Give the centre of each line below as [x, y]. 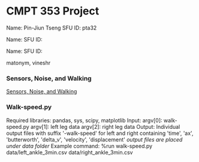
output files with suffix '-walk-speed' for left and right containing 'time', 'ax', [100, 133]
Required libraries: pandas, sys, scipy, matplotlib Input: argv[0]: [85, 120]
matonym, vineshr [28, 63]
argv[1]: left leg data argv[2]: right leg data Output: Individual [105, 126]
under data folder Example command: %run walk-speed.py [79, 146]
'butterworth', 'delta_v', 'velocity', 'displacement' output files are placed [94, 139]
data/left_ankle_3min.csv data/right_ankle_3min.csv [70, 152]
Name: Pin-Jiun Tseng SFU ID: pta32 [52, 28]
